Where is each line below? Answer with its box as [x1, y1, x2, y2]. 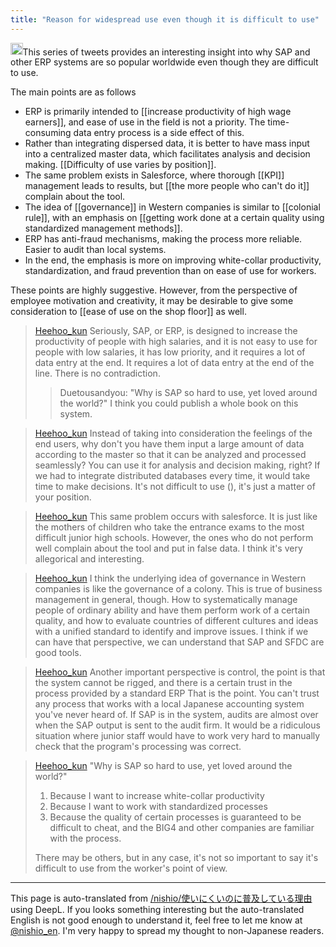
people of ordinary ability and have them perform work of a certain [34, 604, 311, 616]
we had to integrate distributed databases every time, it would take [34, 470, 311, 482]
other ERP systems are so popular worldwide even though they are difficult [10, 56, 319, 68]
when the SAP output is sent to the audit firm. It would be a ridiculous [34, 719, 321, 731]
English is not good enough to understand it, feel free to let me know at [10, 914, 303, 926]
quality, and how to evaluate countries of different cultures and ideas [34, 615, 319, 627]
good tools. [34, 647, 82, 659]
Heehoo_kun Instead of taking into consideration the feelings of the [34, 427, 313, 440]
